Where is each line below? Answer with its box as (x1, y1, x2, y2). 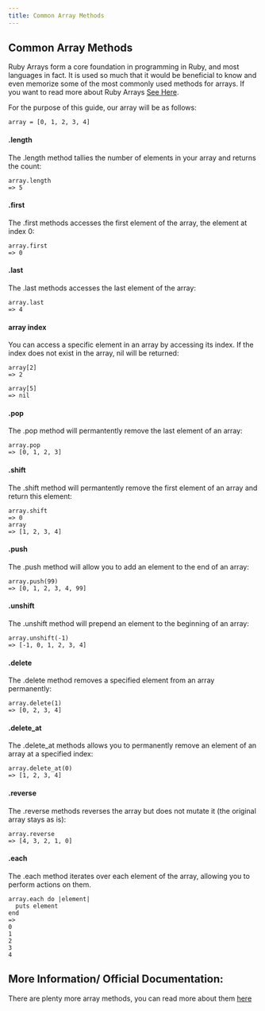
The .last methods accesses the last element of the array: (8, 283, 197, 293)
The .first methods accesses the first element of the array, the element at (8, 218, 248, 227)
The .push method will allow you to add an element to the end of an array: (8, 562, 250, 571)
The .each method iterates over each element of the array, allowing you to (8, 871, 250, 881)
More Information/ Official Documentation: (8, 972, 224, 986)
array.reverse (8, 830, 56, 838)
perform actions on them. (8, 880, 91, 889)
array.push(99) (8, 577, 59, 585)
